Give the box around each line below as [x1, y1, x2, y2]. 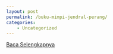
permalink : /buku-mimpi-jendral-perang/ [6, 14, 108, 20]
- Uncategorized [17, 25, 58, 31]
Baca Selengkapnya [6, 41, 55, 48]
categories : [6, 19, 36, 25]
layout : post [6, 8, 39, 15]
